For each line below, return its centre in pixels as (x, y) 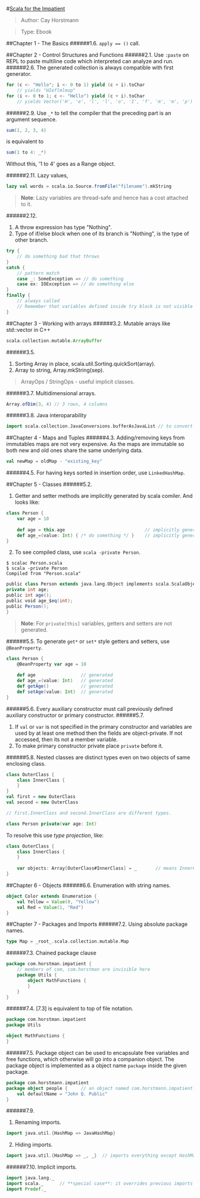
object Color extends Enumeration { (51, 896)
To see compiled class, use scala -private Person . (78, 552)
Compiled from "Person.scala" (44, 574)
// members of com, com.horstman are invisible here (84, 969)
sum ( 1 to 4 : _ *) (26, 153)
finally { (18, 295)
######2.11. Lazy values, (37, 175)
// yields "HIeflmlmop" (46, 90)
